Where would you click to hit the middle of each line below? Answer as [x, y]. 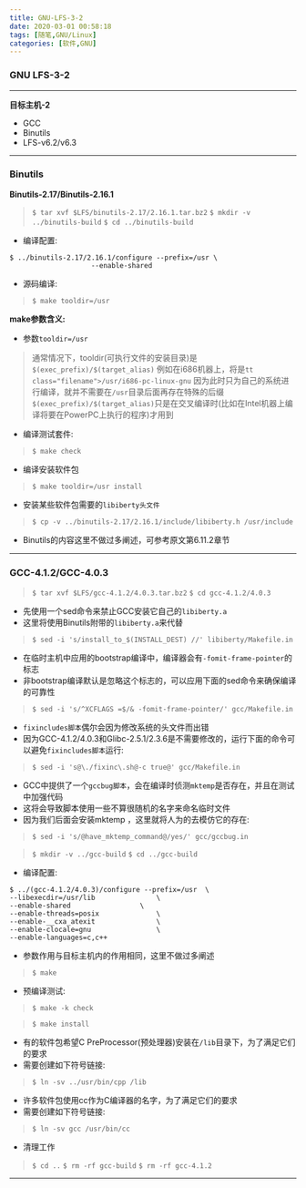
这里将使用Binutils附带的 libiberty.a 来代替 [103, 623]
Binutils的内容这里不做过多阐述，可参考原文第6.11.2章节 [126, 539]
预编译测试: [44, 991]
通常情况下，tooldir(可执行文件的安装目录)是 [114, 357]
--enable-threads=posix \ [85, 914]
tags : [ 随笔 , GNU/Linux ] [53, 35]
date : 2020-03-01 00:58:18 [61, 26]
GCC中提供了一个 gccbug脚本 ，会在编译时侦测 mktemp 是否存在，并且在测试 [158, 785]
